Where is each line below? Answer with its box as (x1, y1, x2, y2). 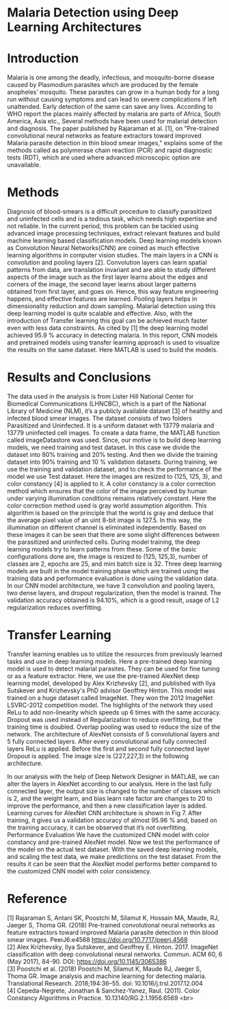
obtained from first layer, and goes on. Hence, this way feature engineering (7, 288, 219, 296)
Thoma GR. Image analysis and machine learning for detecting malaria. (7, 971, 207, 980)
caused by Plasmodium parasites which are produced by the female (7, 81, 199, 89)
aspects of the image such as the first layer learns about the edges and (7, 273, 208, 282)
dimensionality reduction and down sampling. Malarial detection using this (7, 302, 216, 310)
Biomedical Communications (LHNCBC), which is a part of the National (7, 399, 206, 408)
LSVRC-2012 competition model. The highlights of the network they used (7, 701, 213, 709)
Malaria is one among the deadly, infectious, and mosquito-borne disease (7, 73, 215, 82)
